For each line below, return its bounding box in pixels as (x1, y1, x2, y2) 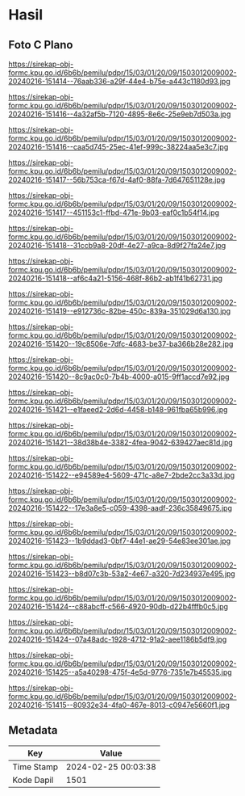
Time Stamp (12, 761, 59, 773)
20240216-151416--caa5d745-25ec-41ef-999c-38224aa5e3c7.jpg (8, 142, 229, 151)
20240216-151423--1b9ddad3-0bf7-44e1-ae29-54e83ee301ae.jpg (8, 536, 231, 545)
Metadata (8, 723, 58, 737)
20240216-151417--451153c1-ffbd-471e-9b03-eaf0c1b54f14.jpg (8, 208, 220, 217)
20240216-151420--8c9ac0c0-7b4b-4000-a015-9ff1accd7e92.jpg (8, 372, 230, 381)
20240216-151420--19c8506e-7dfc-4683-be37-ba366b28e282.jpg (8, 339, 234, 348)
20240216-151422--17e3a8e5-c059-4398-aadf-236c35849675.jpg (8, 503, 232, 512)
